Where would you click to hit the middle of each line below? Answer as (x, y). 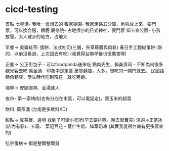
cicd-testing (32, 9)
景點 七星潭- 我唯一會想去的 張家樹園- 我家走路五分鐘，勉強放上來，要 (78, 24)
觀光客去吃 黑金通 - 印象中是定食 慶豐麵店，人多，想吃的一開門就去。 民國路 (85, 70)
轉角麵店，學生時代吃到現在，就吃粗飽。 (47, 77)
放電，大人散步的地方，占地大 (36, 36)
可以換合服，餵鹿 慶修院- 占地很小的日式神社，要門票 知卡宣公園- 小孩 (87, 30)
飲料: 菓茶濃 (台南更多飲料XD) (36, 109)
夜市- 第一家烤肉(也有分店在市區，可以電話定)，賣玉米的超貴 (68, 98)
